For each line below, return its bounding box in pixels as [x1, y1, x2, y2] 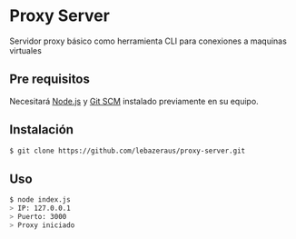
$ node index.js [9, 195, 71, 204]
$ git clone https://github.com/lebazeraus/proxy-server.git [9, 146, 246, 155]
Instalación [9, 122, 74, 137]
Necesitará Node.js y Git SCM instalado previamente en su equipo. [9, 95, 259, 106]
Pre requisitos [9, 72, 91, 87]
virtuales [9, 45, 43, 55]
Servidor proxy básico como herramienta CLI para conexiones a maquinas [9, 35, 288, 46]
